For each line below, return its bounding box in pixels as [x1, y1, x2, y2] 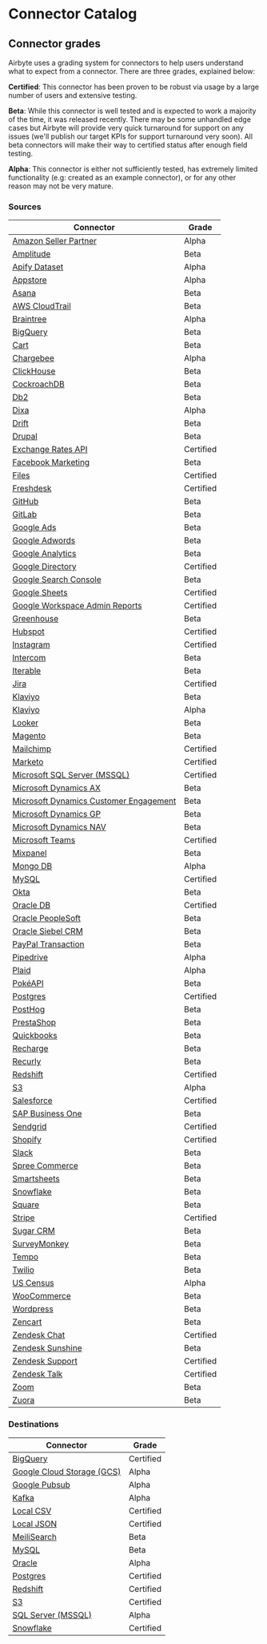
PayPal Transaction [12, 939, 86, 950]
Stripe [12, 1212, 35, 1223]
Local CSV [12, 1505, 52, 1516]
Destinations [8, 1419, 59, 1430]
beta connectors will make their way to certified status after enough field [8, 140, 248, 149]
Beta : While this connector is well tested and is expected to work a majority [8, 106, 257, 115]
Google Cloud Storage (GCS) [12, 1466, 122, 1477]
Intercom [12, 652, 46, 664]
